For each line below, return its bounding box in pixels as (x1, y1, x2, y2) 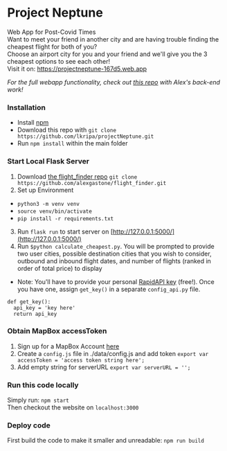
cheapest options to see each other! (7, 57, 111, 65)
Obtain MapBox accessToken (7, 326, 107, 336)
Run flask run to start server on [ (17, 227, 113, 236)
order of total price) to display (17, 264, 102, 272)
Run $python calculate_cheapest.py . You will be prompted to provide (17, 242, 215, 250)
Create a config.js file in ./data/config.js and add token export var (17, 349, 209, 357)
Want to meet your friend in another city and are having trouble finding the (7, 35, 219, 43)
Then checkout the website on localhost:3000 (7, 403, 139, 412)
